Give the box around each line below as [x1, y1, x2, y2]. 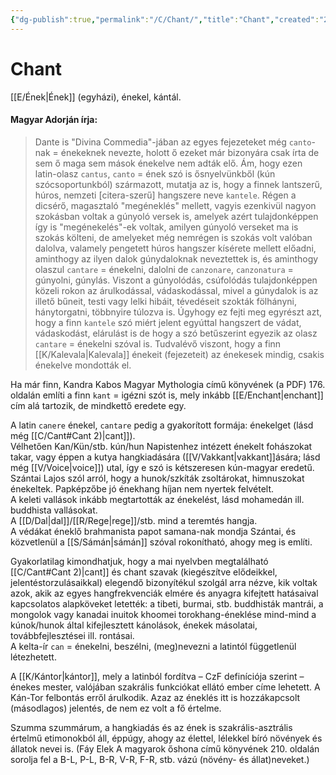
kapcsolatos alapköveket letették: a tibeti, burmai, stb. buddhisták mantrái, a [10, 597, 324, 610]
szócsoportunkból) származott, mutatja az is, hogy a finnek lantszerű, [34, 178, 323, 190]
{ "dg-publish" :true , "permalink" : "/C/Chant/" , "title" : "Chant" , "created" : [10, 14, 320, 25]
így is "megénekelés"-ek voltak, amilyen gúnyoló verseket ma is [34, 221, 299, 233]
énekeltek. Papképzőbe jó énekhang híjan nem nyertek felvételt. [10, 482, 275, 495]
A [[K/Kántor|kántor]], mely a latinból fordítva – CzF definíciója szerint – [10, 670, 305, 682]
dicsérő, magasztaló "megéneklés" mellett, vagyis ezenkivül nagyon [34, 199, 317, 211]
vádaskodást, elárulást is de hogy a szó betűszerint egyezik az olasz [34, 327, 318, 339]
